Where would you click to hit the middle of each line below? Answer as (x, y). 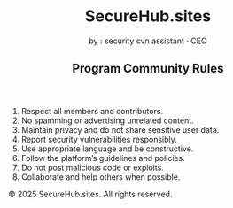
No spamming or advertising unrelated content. (107, 120)
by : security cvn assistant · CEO (148, 41)
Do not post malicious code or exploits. (93, 168)
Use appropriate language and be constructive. (107, 149)
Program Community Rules (148, 69)
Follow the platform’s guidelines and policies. (103, 158)
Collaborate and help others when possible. (101, 177)
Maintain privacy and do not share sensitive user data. (120, 130)
